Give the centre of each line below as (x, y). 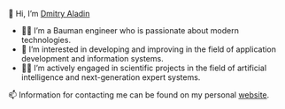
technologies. (46, 40)
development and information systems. (92, 58)
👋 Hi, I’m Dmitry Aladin (49, 14)
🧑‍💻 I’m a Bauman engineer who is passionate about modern (130, 30)
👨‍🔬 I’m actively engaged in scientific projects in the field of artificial (144, 68)
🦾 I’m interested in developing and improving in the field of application (148, 49)
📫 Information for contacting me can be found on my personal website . (139, 95)
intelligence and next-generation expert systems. (111, 77)
